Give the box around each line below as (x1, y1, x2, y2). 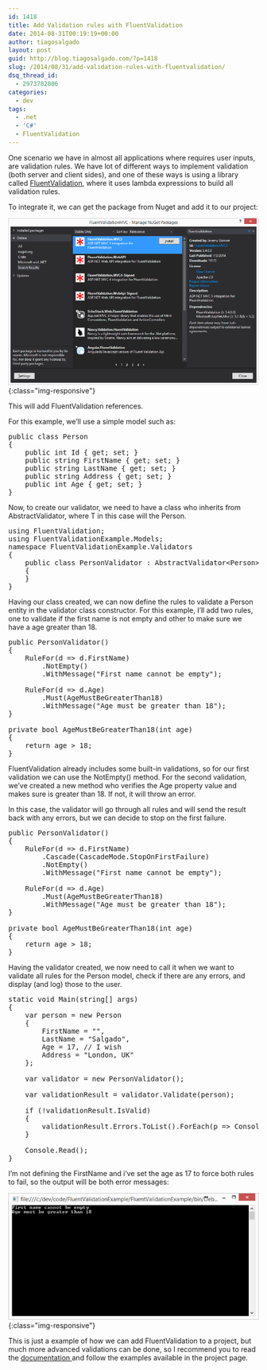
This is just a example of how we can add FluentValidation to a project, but (8, 1336, 252, 1346)
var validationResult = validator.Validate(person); (25, 1089, 235, 1099)
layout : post (8, 46, 52, 55)
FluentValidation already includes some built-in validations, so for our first (8, 764, 250, 773)
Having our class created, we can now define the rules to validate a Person (8, 597, 254, 606)
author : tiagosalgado (8, 38, 80, 46)
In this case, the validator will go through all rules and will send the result (8, 804, 246, 814)
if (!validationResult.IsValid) (25, 1105, 151, 1115)
